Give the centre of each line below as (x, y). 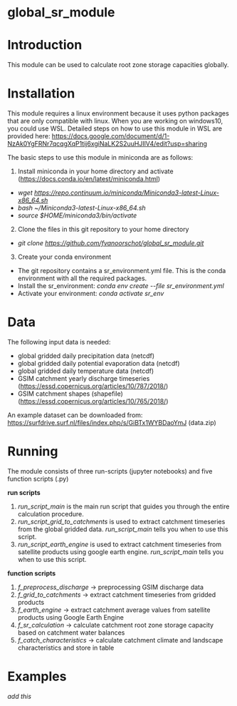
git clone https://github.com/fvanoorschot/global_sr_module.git (111, 243)
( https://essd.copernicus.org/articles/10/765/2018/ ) (93, 401)
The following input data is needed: (59, 342)
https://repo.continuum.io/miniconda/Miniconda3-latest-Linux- (127, 193)
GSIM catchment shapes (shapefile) (70, 394)
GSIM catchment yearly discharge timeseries (84, 378)
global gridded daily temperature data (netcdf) (86, 371)
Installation (41, 94)
